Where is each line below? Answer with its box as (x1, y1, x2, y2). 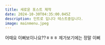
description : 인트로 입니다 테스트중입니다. (5, 16, 84, 21)
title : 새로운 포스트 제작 (5, 7, 52, 12)
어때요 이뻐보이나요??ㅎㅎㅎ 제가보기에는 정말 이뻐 (5, 35, 101, 41)
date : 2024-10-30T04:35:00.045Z (5, 12, 70, 17)
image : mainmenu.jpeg (5, 21, 49, 26)
